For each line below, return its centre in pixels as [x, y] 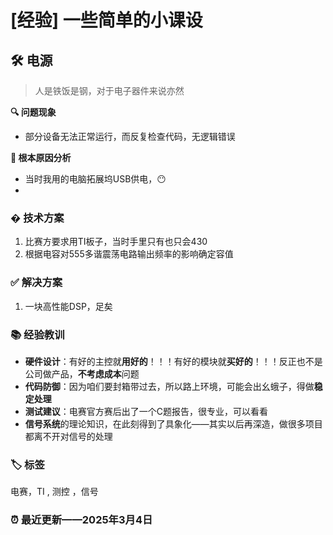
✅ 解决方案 [36, 283]
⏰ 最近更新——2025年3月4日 [81, 520]
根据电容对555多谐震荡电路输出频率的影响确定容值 [129, 254]
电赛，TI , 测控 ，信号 [54, 492]
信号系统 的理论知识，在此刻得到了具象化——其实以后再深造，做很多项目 [173, 423]
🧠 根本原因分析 [41, 157]
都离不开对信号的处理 [68, 436]
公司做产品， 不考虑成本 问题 [82, 373]
